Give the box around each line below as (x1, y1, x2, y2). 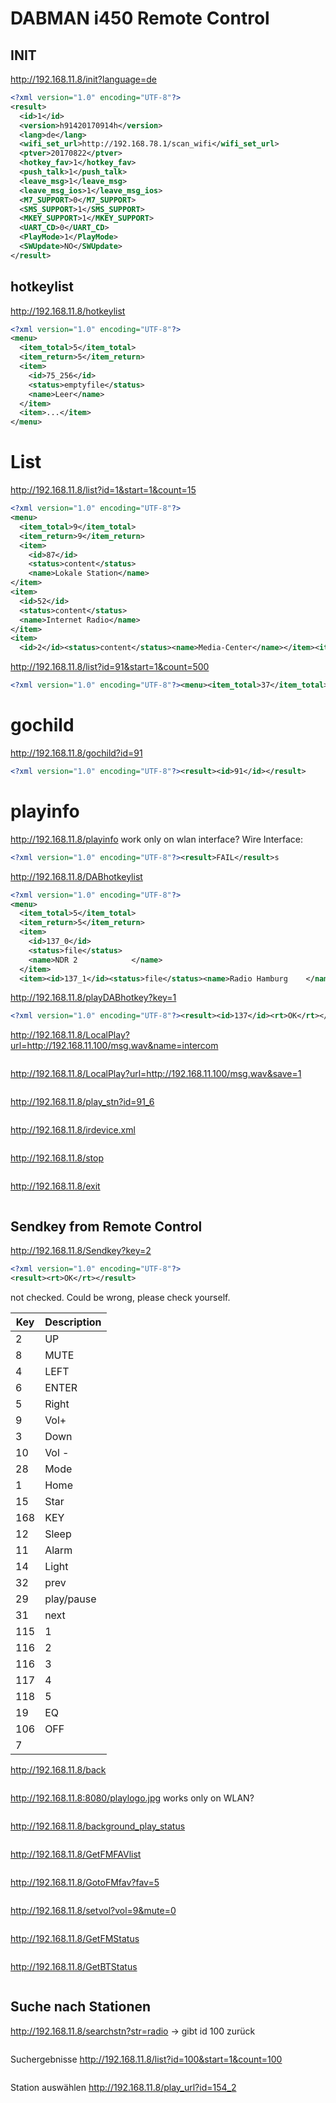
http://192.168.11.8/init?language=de (10, 73, 158, 85)
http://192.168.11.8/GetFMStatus (10, 1932, 140, 1944)
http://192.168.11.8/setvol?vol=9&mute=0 (10, 1904, 177, 1916)
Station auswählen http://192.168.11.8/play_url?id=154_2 (10, 2081, 237, 2093)
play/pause (44, 1592, 97, 1606)
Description (44, 1315, 102, 1329)
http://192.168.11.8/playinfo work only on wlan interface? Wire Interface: (10, 833, 303, 845)
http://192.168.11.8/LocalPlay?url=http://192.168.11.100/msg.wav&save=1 (10, 1068, 302, 1080)
